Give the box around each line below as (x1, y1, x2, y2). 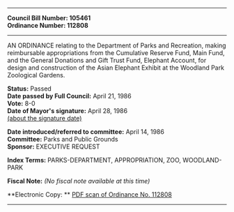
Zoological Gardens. (7, 71, 65, 79)
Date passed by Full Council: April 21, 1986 (7, 92, 132, 100)
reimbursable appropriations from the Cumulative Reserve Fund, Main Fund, (7, 49, 225, 56)
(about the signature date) (7, 114, 82, 122)
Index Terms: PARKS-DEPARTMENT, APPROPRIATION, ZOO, (7, 156, 181, 164)
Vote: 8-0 (7, 99, 36, 107)
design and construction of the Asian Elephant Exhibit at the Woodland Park (7, 63, 225, 72)
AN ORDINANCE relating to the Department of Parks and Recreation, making (7, 41, 226, 50)
